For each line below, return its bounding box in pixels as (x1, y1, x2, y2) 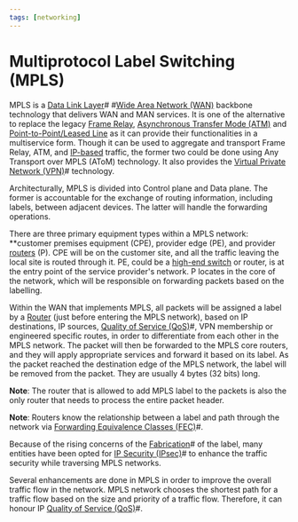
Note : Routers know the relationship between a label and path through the (9, 412, 280, 423)
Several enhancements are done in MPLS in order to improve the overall (9, 474, 272, 485)
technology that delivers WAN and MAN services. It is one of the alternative (9, 108, 286, 120)
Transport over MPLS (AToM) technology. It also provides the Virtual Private (9, 156, 286, 167)
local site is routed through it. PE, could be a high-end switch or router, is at (9, 257, 285, 267)
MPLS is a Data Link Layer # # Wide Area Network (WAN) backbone (9, 99, 253, 110)
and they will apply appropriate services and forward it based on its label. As (9, 349, 289, 360)
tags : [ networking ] (9, 12, 82, 22)
